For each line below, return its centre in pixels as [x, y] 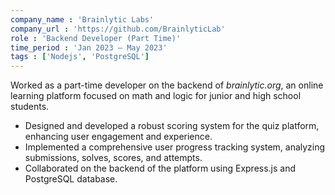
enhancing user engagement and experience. [118, 137]
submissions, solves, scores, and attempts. [113, 158]
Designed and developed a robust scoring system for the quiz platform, [172, 126]
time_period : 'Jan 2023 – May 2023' [89, 47]
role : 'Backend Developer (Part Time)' [96, 38]
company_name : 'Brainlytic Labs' [82, 19]
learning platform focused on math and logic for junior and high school [156, 96]
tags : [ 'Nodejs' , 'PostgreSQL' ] [80, 57]
